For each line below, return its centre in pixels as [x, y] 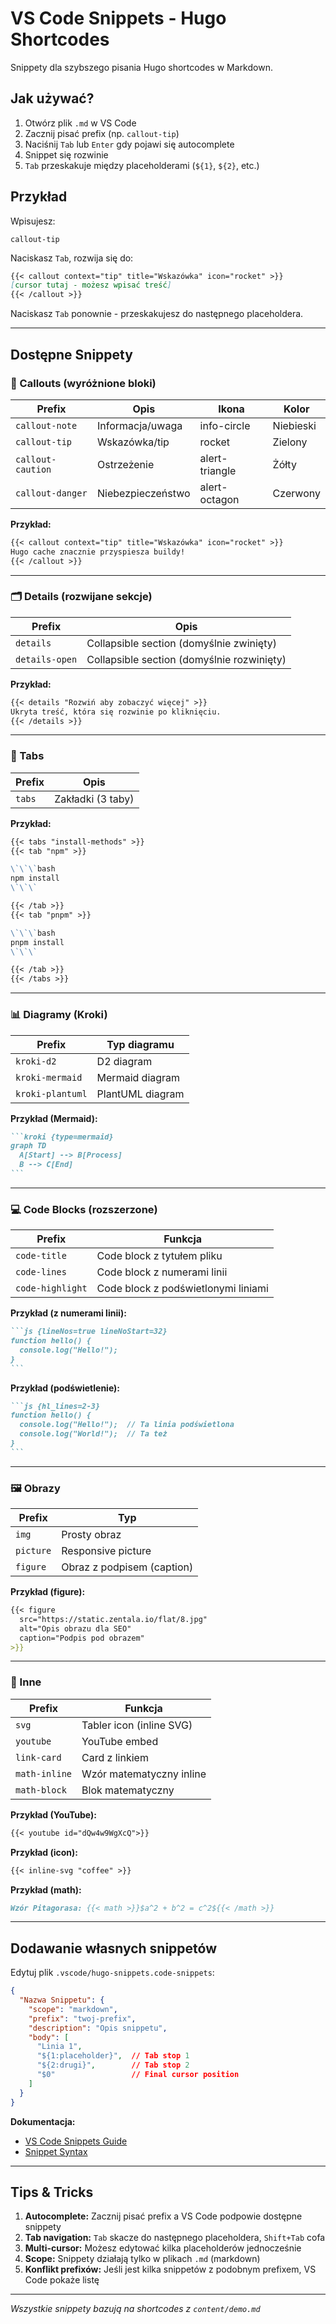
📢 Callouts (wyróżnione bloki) [83, 383]
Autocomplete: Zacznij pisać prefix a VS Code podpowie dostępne [163, 2216]
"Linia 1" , [59, 2047]
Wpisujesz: [33, 221]
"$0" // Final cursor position [138, 2075]
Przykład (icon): [44, 1852]
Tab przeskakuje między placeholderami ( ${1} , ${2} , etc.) [142, 165]
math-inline [44, 1773]
